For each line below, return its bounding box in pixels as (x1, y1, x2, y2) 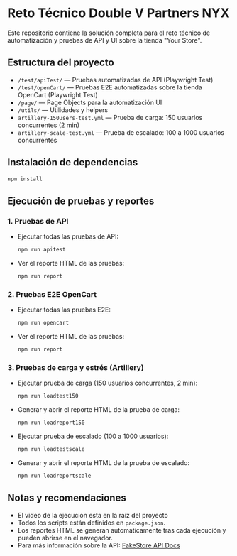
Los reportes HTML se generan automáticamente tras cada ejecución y (17, 525, 226, 534)
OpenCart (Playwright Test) (17, 90, 98, 99)
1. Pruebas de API (7, 216, 69, 226)
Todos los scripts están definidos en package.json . (17, 518, 165, 527)
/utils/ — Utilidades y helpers (17, 105, 109, 114)
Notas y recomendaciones (7, 492, 126, 504)
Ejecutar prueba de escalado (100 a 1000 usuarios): (17, 432, 169, 440)
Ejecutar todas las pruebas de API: (17, 232, 119, 241)
